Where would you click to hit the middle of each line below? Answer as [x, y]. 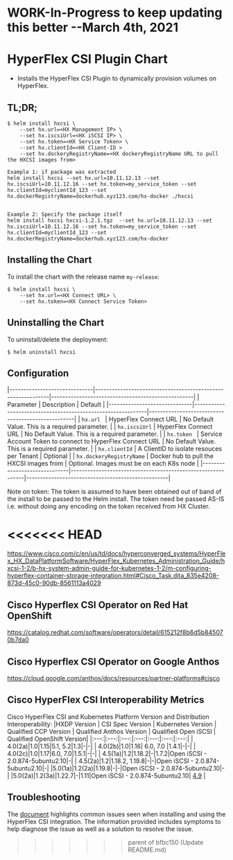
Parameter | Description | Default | [56, 405]
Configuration [38, 373]
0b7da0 [18, 640]
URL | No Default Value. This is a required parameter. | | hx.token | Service [115, 434]
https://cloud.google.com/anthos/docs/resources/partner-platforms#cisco [114, 678]
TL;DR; [23, 108]
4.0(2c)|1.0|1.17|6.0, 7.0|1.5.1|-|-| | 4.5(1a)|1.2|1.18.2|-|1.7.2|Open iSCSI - [107, 753]
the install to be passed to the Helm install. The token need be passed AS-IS [116, 499]
